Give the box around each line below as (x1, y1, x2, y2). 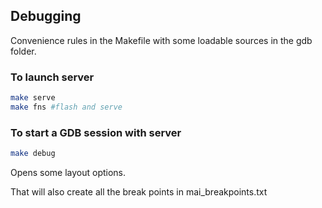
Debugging (10, 8, 82, 25)
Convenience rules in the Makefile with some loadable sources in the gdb (10, 34, 313, 46)
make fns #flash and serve (10, 102, 123, 112)
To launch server (10, 70, 95, 84)
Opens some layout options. (10, 167, 127, 179)
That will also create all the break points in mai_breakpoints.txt (10, 186, 268, 198)
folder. (10, 45, 37, 57)
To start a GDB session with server (10, 125, 182, 139)
